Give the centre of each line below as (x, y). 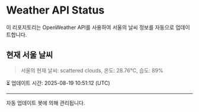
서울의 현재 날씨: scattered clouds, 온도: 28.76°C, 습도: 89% (92, 70)
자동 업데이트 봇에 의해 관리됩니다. (46, 103)
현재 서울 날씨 (30, 55)
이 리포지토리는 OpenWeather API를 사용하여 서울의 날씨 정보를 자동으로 (90, 27)
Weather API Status (55, 10)
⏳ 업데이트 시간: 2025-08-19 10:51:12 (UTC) (58, 83)
